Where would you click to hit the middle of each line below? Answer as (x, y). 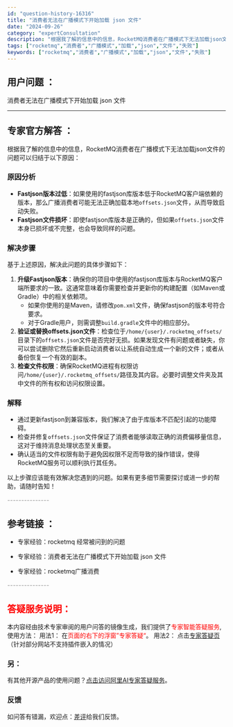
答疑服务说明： (39, 609)
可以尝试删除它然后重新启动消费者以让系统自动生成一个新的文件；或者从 (120, 349)
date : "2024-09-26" (35, 26)
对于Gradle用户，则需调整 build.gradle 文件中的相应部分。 (111, 323)
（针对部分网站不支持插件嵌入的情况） (62, 644)
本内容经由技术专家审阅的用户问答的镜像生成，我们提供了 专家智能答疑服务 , (114, 627)
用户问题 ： (31, 82)
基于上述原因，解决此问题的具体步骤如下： (68, 265)
